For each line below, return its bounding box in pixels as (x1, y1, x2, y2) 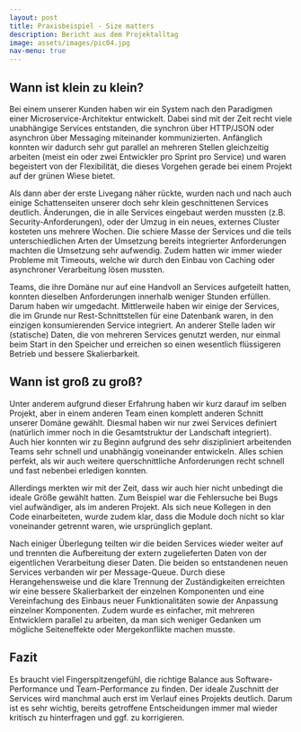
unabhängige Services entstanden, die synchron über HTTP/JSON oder (9, 122, 275, 133)
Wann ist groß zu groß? (9, 375, 143, 390)
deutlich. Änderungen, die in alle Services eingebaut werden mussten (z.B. (9, 207, 286, 217)
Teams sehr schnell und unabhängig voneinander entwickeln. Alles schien (9, 445, 284, 456)
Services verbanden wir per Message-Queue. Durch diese (9, 567, 226, 578)
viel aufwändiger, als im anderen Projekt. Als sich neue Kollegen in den (9, 501, 271, 512)
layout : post (9, 13, 58, 22)
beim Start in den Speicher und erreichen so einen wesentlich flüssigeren (9, 339, 281, 349)
